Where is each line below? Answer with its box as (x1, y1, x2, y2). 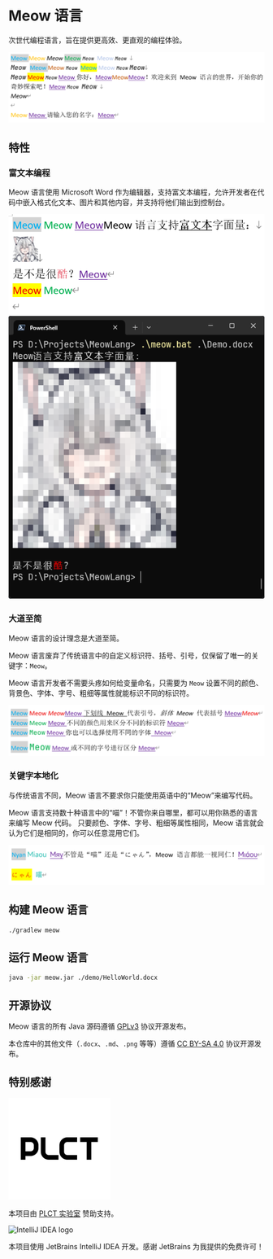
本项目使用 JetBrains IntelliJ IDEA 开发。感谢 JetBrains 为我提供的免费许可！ (8, 1241, 264, 1251)
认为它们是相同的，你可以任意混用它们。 (8, 828, 144, 837)
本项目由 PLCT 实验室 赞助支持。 (8, 1209, 119, 1218)
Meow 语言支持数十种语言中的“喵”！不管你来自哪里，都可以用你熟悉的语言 (8, 807, 258, 817)
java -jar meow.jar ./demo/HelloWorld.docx (8, 973, 158, 982)
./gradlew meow (8, 926, 60, 934)
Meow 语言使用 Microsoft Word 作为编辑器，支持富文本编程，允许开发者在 (8, 187, 258, 197)
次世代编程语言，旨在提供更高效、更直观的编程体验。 (8, 35, 187, 45)
